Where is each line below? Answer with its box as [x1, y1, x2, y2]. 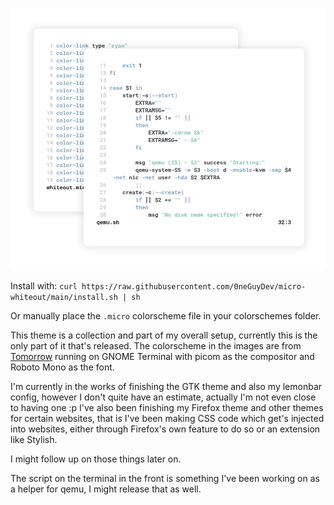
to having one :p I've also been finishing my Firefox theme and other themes [10, 401, 324, 413]
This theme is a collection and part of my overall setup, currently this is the [10, 329, 318, 341]
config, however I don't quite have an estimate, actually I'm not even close [10, 391, 317, 403]
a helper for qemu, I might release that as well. [10, 483, 202, 495]
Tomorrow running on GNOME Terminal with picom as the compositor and [10, 350, 315, 362]
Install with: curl [10, 279, 78, 292]
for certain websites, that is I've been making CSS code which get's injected [10, 412, 325, 424]
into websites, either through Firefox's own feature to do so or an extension [10, 423, 321, 435]
